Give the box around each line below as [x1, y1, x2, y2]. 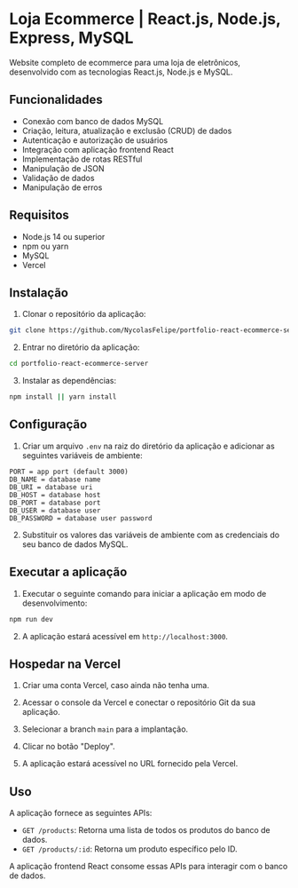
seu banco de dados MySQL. [21, 538, 129, 550]
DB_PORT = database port [9, 498, 101, 507]
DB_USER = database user [9, 506, 101, 515]
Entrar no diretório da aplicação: [21, 342, 140, 353]
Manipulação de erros [21, 182, 103, 193]
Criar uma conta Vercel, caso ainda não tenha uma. [21, 680, 210, 691]
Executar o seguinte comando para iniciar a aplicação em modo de [21, 588, 267, 599]
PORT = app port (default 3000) [9, 467, 129, 476]
